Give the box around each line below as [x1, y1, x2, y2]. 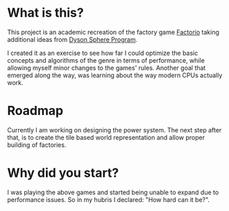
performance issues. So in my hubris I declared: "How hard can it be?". [7, 195, 210, 203]
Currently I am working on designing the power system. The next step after [7, 125, 222, 134]
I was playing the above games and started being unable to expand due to [7, 188, 219, 196]
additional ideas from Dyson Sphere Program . [7, 35, 137, 43]
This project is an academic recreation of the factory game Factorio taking [7, 28, 220, 36]
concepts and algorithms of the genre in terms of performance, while [7, 56, 205, 64]
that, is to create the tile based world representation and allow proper [7, 133, 205, 141]
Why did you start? [7, 165, 119, 181]
